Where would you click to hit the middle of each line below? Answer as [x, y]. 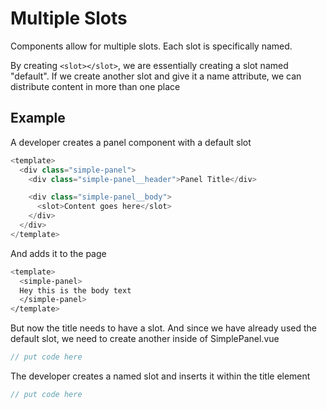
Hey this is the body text [75, 290]
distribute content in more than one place [95, 86]
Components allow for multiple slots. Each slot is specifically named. [151, 46]
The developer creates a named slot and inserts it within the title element [160, 376]
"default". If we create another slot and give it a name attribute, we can [156, 76]
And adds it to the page [58, 253]
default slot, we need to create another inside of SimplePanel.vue [145, 339]
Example [38, 118]
